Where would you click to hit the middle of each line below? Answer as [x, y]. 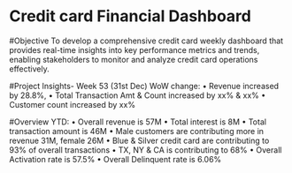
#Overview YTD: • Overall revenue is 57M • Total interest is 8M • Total [138, 122]
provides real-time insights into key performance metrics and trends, [134, 49]
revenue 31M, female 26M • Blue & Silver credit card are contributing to [139, 140]
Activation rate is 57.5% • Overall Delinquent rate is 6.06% [115, 159]
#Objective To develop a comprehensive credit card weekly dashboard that [146, 41]
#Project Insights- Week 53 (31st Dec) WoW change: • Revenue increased [144, 86]
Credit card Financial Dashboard [131, 16]
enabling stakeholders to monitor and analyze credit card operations [134, 59]
